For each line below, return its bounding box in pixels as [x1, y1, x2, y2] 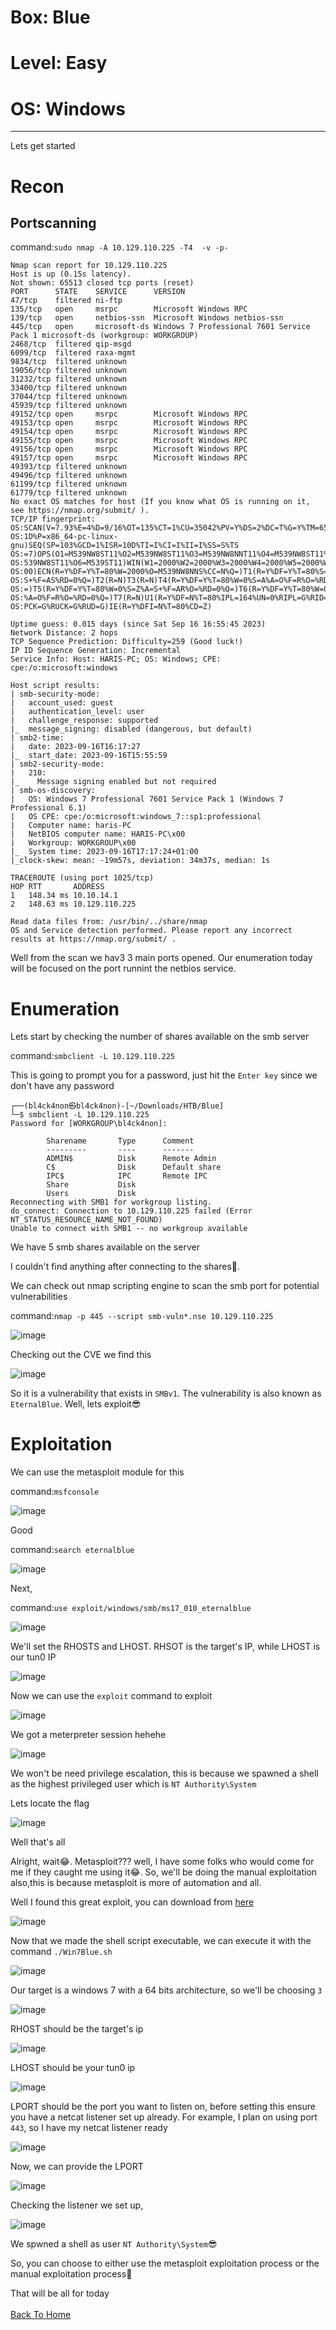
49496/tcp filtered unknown [10, 471, 128, 481]
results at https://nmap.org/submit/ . [10, 934, 177, 945]
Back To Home [10, 2309, 72, 2321]
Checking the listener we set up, [10, 2199, 144, 2211]
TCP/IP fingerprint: [10, 514, 97, 525]
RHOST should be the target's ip [10, 2023, 144, 2035]
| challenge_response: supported [10, 716, 159, 726]
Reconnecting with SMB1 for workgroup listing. [10, 1197, 213, 1208]
